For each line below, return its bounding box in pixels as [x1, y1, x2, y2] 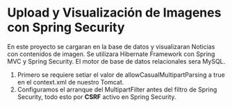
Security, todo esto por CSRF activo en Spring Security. [17, 92, 176, 101]
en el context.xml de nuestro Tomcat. [17, 78, 124, 86]
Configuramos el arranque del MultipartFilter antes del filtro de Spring [17, 85, 217, 93]
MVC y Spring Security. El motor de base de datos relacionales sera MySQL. [7, 57, 226, 65]
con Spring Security [7, 19, 125, 35]
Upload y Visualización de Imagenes [7, 5, 222, 21]
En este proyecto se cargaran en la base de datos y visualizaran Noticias [7, 42, 215, 51]
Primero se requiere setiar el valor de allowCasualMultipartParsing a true [17, 71, 226, 79]
